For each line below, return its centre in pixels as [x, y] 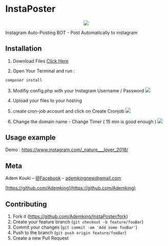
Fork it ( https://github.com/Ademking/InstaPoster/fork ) [70, 216]
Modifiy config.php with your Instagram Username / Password [78, 90]
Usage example [31, 138]
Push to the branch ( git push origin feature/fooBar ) [69, 233]
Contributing [26, 204]
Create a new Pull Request [41, 238]
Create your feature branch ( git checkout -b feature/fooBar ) [78, 222]
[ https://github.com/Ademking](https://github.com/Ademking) [70, 188]
